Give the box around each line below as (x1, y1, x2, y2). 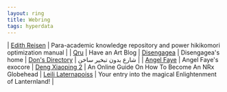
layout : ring (7, 10, 45, 17)
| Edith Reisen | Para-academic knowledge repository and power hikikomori (7, 42, 221, 50)
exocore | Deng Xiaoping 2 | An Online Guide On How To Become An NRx (7, 63, 215, 72)
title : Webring (7, 16, 51, 23)
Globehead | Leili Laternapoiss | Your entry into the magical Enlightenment (7, 70, 217, 78)
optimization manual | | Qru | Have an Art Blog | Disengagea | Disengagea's (7, 48, 220, 57)
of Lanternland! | (7, 78, 54, 86)
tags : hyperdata (7, 22, 53, 29)
